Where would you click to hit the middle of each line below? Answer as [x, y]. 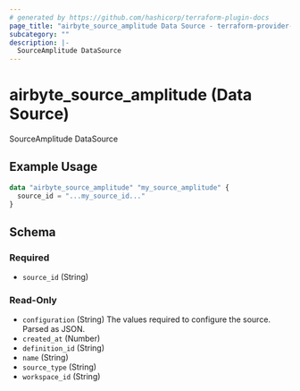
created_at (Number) [61, 339]
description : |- [39, 42]
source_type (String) [59, 367]
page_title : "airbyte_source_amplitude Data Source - [112, 26]
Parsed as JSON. [54, 329]
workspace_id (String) [61, 377]
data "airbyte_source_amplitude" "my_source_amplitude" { [119, 187]
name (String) [45, 358]
